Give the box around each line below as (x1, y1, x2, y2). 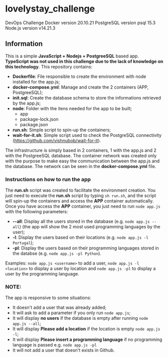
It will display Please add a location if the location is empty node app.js (12, 326, 160, 332)
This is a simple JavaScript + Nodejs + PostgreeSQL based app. (5, 53, 139, 59)
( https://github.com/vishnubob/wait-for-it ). (12, 137, 101, 143)
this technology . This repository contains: (5, 63, 93, 69)
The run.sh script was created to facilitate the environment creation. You (5, 187, 156, 194)
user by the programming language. (5, 271, 79, 277)
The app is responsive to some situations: (5, 295, 91, 301)
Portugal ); (12, 240, 34, 246)
